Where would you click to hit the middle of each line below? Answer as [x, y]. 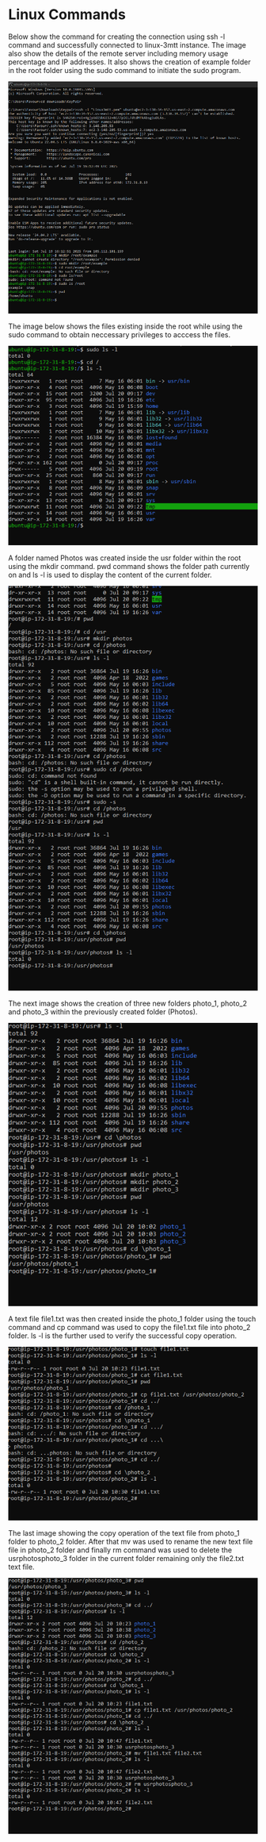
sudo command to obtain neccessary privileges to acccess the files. [120, 335]
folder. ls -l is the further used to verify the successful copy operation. [123, 1336]
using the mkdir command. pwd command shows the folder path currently [129, 566]
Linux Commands [67, 15]
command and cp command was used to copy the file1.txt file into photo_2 [129, 1327]
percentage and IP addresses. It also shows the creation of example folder [129, 62]
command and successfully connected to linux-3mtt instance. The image [127, 44]
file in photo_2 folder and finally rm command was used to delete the [120, 1550]
